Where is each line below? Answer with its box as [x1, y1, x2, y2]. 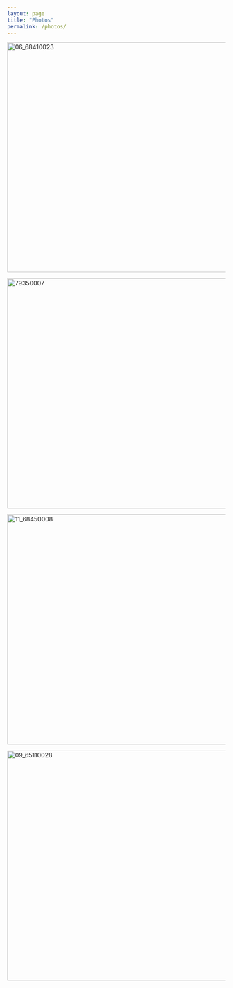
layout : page [7, 10, 45, 17]
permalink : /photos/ [7, 23, 67, 30]
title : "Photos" [7, 17, 54, 24]
